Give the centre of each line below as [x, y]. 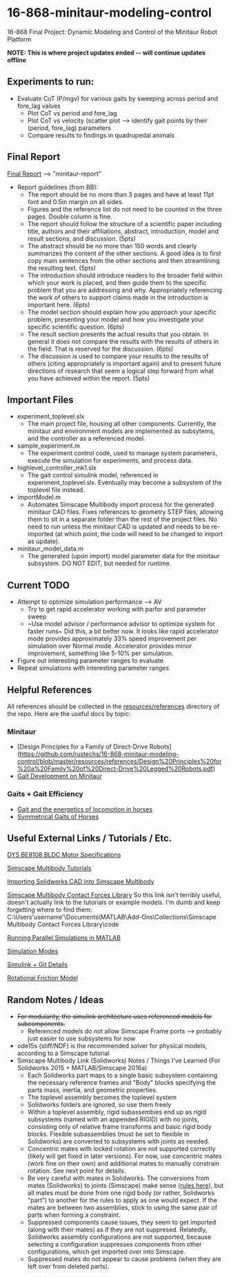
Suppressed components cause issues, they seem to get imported [122, 1222]
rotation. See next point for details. [77, 1171]
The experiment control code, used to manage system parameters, [122, 453]
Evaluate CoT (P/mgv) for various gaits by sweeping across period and [118, 98]
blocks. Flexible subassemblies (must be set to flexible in [108, 1134]
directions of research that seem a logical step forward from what [121, 371]
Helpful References [49, 690]
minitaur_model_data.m [50, 549]
